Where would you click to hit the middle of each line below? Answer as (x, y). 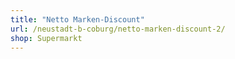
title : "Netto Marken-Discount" (77, 19)
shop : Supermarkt (46, 38)
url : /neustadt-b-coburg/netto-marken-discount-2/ (118, 29)
